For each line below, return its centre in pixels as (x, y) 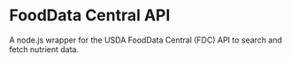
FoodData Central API (90, 15)
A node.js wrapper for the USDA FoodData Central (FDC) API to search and (146, 40)
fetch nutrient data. (44, 49)
